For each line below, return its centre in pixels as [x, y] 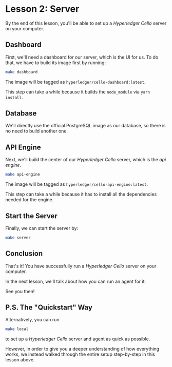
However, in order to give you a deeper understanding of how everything [82, 349]
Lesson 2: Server [42, 9]
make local [17, 329]
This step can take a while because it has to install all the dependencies [81, 194]
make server [18, 237]
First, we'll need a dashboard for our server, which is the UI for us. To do [82, 57]
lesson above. [20, 360]
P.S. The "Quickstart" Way [49, 308]
